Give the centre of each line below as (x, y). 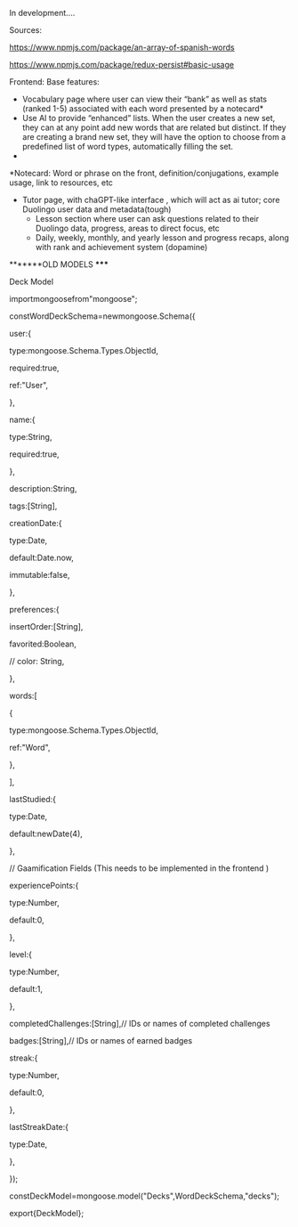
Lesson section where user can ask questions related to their (147, 219)
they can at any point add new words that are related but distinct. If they (154, 127)
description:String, (43, 488)
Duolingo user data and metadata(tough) (97, 209)
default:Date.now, (41, 557)
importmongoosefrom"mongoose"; (73, 299)
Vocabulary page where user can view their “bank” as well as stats (145, 99)
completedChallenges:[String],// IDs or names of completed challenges (140, 1024)
